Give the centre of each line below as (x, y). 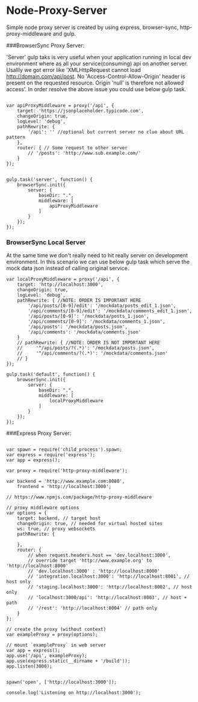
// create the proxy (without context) (56, 630)
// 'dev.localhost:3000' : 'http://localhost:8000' (94, 572)
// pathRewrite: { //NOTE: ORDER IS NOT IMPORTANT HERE (89, 343)
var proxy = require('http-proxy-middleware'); (67, 471)
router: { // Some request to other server (73, 148)
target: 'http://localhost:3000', (60, 285)
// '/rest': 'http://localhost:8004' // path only (93, 608)
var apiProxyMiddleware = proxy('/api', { (60, 105)
